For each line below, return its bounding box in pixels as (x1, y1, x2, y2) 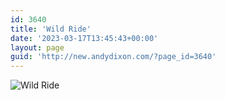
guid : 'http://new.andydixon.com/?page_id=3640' (10, 52, 217, 62)
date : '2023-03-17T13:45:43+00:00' (10, 33, 159, 43)
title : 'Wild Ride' (10, 24, 92, 34)
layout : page (10, 42, 65, 53)
